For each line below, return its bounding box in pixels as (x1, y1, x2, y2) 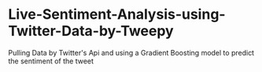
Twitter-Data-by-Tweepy (8, 22, 175, 40)
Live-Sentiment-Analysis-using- (8, 5, 226, 23)
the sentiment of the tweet (8, 56, 94, 66)
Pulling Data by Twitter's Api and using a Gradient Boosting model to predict (8, 48, 254, 57)
